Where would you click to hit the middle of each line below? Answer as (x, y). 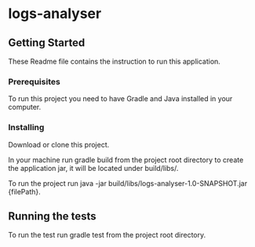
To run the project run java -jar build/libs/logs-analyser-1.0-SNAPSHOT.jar (128, 183)
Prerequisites (34, 82)
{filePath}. (24, 191)
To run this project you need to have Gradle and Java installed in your (120, 99)
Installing (26, 128)
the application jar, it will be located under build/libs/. (93, 168)
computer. (25, 107)
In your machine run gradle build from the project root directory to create (126, 160)
